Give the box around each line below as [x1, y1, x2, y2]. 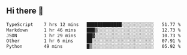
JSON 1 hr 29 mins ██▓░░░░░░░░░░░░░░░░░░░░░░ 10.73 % [6, 33, 181, 38]
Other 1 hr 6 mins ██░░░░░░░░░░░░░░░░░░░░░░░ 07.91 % [6, 38, 181, 44]
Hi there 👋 [6, 6, 44, 16]
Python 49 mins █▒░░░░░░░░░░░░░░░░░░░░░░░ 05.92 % [6, 44, 181, 50]
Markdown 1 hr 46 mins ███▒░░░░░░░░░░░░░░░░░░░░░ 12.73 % [6, 27, 181, 33]
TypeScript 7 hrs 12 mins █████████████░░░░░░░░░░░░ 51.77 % [6, 21, 181, 27]
